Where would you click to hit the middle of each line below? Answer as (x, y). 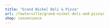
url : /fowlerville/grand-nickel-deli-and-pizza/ (55, 14)
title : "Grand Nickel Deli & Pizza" (42, 9)
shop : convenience (23, 18)
